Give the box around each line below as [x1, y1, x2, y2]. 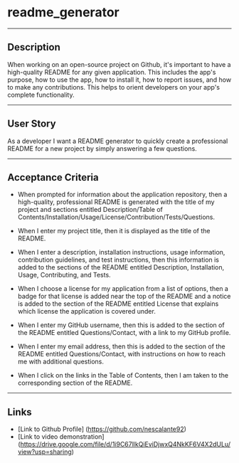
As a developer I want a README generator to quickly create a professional [7, 137, 228, 145]
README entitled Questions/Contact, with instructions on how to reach [17, 350, 226, 358]
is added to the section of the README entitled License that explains [17, 299, 219, 308]
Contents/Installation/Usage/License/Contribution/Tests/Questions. [17, 213, 216, 221]
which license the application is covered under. [17, 307, 156, 316]
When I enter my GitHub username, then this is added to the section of [17, 321, 225, 329]
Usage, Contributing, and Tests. [17, 271, 112, 280]
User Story [7, 118, 56, 130]
